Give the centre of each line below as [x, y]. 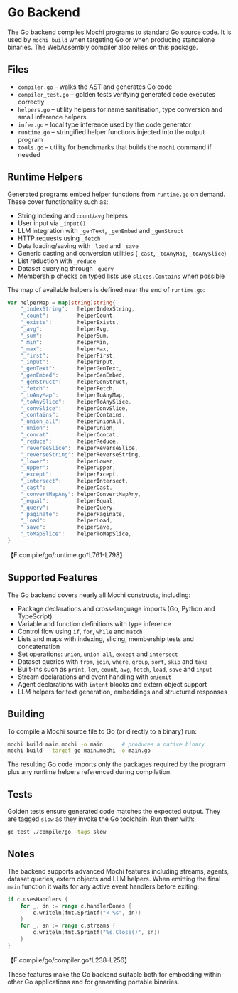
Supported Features [53, 578]
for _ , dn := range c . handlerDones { [76, 906]
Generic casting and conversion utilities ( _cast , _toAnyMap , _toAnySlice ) [122, 253]
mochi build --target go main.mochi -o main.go [79, 751]
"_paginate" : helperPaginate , [73, 514]
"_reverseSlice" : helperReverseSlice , [79, 448]
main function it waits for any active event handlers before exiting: [103, 886]
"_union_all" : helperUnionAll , [73, 422]
